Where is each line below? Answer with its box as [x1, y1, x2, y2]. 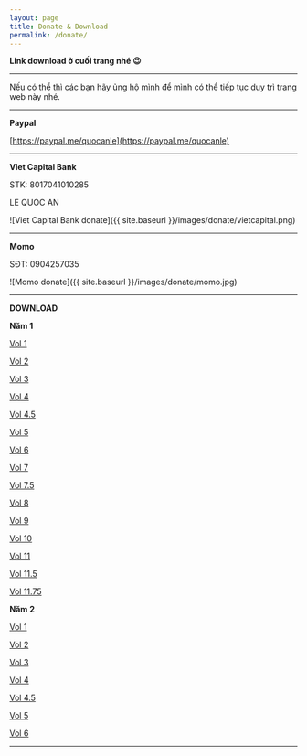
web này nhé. [9, 91, 61, 102]
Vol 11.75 [9, 586, 42, 597]
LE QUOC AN [9, 197, 59, 208]
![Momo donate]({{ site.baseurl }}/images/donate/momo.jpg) [9, 276, 238, 288]
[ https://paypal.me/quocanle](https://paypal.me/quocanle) [9, 135, 230, 146]
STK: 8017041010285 [9, 179, 90, 190]
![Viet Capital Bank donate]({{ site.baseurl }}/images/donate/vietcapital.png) [9, 215, 296, 226]
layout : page [9, 13, 59, 23]
